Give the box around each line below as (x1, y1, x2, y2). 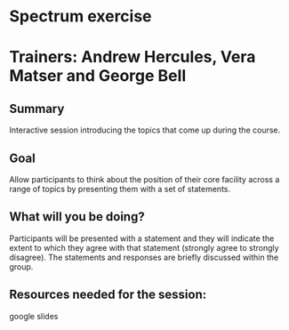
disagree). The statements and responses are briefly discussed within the (9, 252, 279, 262)
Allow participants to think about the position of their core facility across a (9, 174, 280, 184)
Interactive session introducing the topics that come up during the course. (9, 125, 281, 135)
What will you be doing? (9, 209, 145, 224)
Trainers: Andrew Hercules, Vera (9, 47, 256, 68)
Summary (9, 101, 65, 117)
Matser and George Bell (9, 66, 187, 86)
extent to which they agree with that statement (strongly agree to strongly (9, 242, 279, 253)
